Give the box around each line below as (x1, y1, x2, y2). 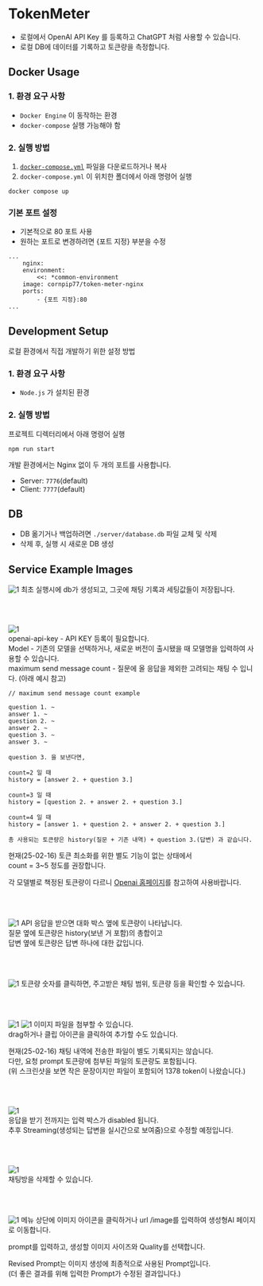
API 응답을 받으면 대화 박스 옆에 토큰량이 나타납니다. (21, 918, 183, 928)
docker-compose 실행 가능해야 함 (19, 120, 122, 129)
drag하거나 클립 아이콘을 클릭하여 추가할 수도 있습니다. (8, 1029, 179, 1039)
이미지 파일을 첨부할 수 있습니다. (33, 1020, 133, 1029)
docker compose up (8, 187, 69, 195)
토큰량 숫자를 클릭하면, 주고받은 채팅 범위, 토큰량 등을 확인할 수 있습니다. (21, 979, 246, 989)
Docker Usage (8, 65, 80, 79)
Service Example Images (8, 562, 133, 576)
